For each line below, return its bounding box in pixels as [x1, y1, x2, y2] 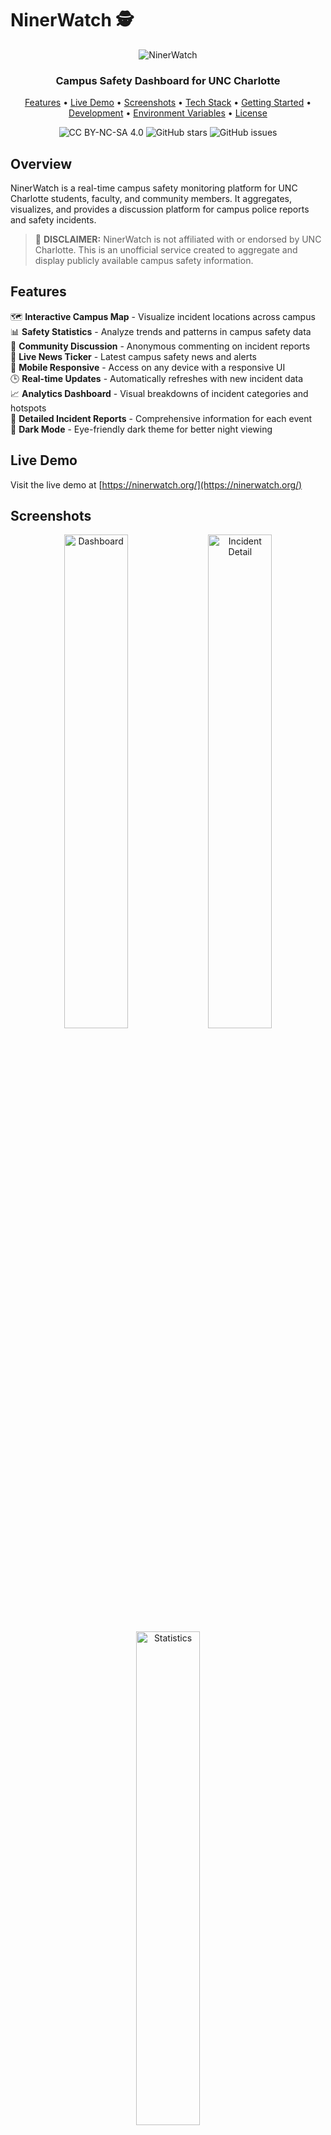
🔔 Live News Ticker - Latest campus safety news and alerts [10, 350, 257, 362]
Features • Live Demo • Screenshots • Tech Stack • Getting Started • [24, 97, 312, 109]
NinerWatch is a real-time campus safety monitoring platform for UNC [10, 182, 298, 194]
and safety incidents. [10, 214, 97, 226]
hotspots [10, 402, 47, 414]
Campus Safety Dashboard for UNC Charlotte [55, 73, 281, 87]
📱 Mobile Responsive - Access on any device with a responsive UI [10, 361, 286, 373]
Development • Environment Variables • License [68, 107, 268, 119]
